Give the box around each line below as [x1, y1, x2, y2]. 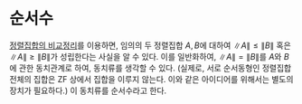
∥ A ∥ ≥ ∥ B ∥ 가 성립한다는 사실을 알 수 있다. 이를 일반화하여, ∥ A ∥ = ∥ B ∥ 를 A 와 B [9, 51, 289, 61]
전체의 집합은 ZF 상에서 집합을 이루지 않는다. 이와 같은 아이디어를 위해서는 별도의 [9, 73, 294, 84]
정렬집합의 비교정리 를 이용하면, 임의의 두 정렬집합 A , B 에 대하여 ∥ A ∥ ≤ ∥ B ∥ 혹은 [9, 40, 291, 51]
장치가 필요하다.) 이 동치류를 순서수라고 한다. [9, 85, 167, 96]
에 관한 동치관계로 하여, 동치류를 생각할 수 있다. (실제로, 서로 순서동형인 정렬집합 [9, 62, 292, 73]
